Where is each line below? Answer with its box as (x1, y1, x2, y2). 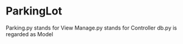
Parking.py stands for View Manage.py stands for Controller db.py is (5, 24, 178, 31)
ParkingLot (5, 4, 63, 18)
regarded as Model (5, 30, 54, 37)
